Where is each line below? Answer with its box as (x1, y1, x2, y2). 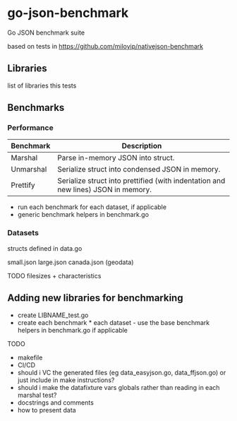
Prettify (11, 180, 35, 190)
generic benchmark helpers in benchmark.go (17, 210, 150, 219)
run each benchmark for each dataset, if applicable (17, 203, 167, 211)
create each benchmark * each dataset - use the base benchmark (17, 318, 210, 326)
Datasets (7, 228, 39, 238)
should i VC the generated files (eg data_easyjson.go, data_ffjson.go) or (17, 368, 226, 376)
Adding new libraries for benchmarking (7, 292, 183, 304)
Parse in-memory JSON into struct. (57, 153, 175, 163)
